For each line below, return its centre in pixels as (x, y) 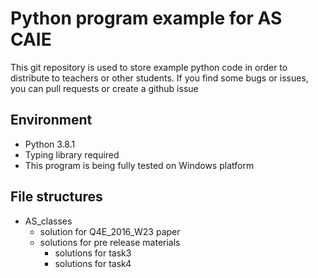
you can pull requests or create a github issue (104, 88)
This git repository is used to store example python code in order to (149, 67)
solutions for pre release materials (110, 242)
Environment (51, 120)
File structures (56, 197)
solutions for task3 (93, 253)
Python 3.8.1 (50, 144)
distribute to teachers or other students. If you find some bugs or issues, (159, 78)
